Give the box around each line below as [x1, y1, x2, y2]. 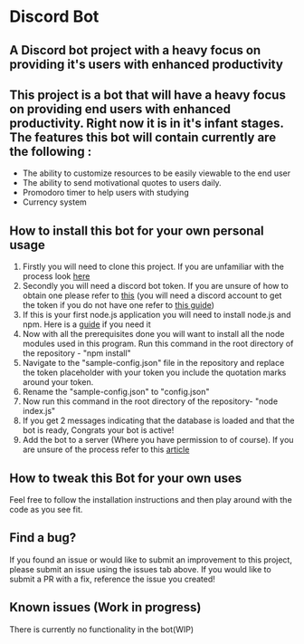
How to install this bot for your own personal [9, 223, 264, 238]
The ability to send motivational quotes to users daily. [22, 178, 222, 188]
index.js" [22, 406, 56, 417]
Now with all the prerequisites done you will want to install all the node [22, 329, 285, 340]
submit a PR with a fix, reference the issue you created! [9, 573, 215, 584]
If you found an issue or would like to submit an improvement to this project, [9, 554, 292, 565]
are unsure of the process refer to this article [22, 444, 190, 455]
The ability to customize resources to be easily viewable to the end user [22, 168, 291, 178]
